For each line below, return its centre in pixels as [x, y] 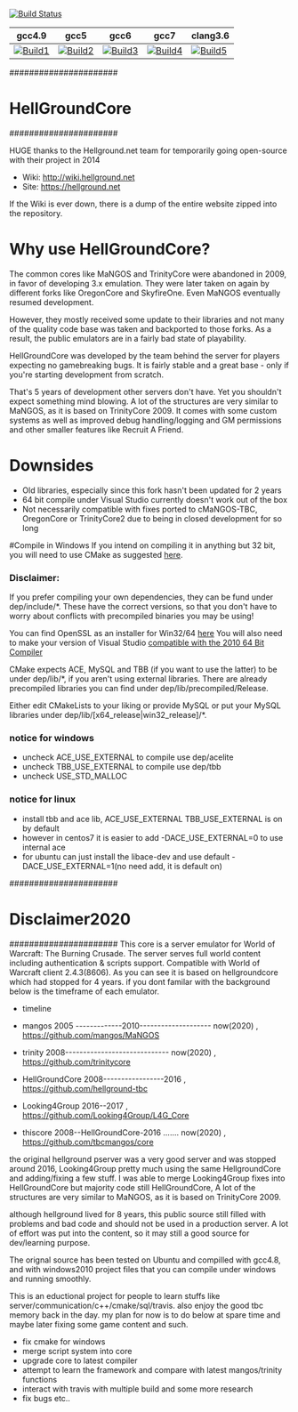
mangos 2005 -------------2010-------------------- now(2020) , [140, 1025]
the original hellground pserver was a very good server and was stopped [143, 1159]
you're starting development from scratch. [87, 375]
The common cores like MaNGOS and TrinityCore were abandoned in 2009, [148, 274]
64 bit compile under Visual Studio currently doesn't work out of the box [154, 499]
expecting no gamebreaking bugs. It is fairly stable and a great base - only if [149, 365]
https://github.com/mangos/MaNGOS [91, 1035]
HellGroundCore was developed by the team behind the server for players [145, 355]
